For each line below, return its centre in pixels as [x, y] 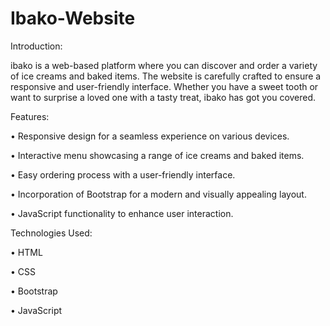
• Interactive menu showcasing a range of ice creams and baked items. [157, 155]
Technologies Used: [51, 233]
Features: [30, 116]
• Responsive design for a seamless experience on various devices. [150, 136]
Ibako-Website [73, 18]
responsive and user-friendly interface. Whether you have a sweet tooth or [164, 86]
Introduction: [36, 46]
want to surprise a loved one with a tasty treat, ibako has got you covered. [163, 97]
